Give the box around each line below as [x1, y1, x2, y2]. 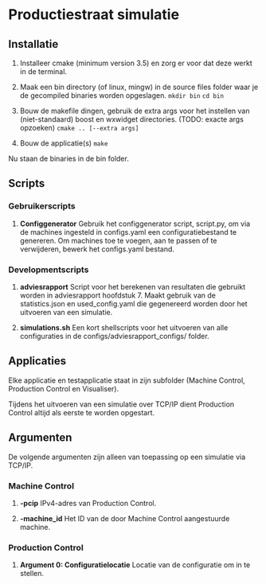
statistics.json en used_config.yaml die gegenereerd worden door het [19, 298, 248, 308]
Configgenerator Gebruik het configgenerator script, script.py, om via [19, 219, 251, 228]
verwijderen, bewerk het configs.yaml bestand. [19, 244, 175, 254]
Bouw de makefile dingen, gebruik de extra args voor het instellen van [19, 106, 250, 115]
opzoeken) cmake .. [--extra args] [19, 123, 139, 132]
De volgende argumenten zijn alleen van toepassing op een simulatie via [8, 452, 246, 461]
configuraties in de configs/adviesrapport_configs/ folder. [19, 331, 209, 341]
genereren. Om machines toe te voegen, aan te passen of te [19, 236, 217, 245]
